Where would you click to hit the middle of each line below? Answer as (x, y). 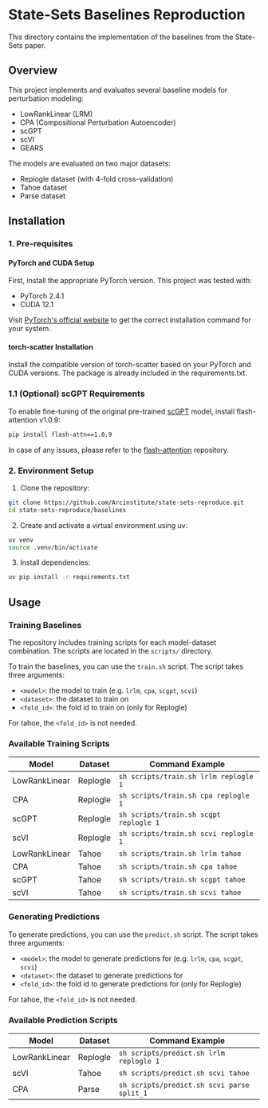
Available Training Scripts (59, 743)
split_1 (133, 1093)
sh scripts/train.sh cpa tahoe (178, 867)
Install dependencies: (55, 562)
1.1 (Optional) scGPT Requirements (77, 394)
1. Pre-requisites (41, 244)
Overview (33, 71)
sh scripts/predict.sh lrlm (172, 1053)
